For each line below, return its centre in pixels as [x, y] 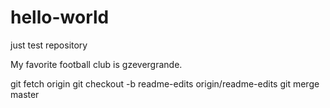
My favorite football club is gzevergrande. [96, 64]
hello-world [60, 17]
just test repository [49, 45]
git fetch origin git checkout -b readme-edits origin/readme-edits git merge [165, 83]
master [25, 94]
